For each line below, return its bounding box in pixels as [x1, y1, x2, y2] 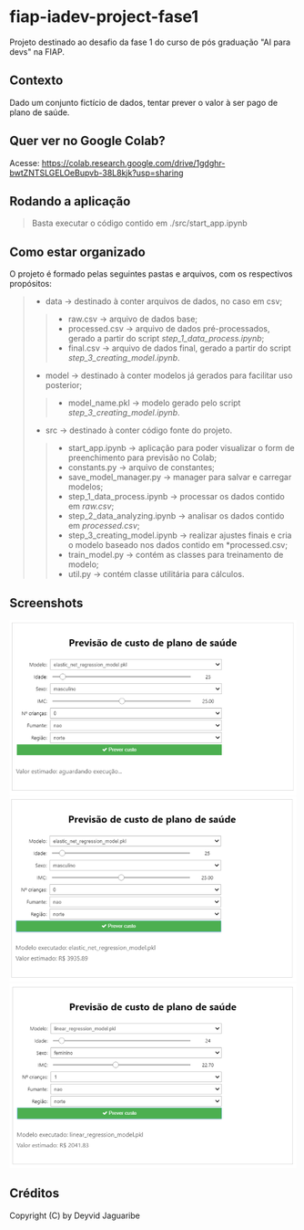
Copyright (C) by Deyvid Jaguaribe [9, 1210, 141, 1221]
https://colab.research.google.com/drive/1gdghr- [41, 157, 226, 168]
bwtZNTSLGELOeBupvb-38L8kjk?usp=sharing [9, 167, 184, 178]
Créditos [9, 1185, 60, 1202]
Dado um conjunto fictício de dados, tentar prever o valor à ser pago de [9, 97, 279, 108]
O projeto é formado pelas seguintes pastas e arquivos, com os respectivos [9, 268, 293, 279]
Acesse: [9, 157, 40, 168]
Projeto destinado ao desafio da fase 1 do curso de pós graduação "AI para [9, 37, 291, 47]
